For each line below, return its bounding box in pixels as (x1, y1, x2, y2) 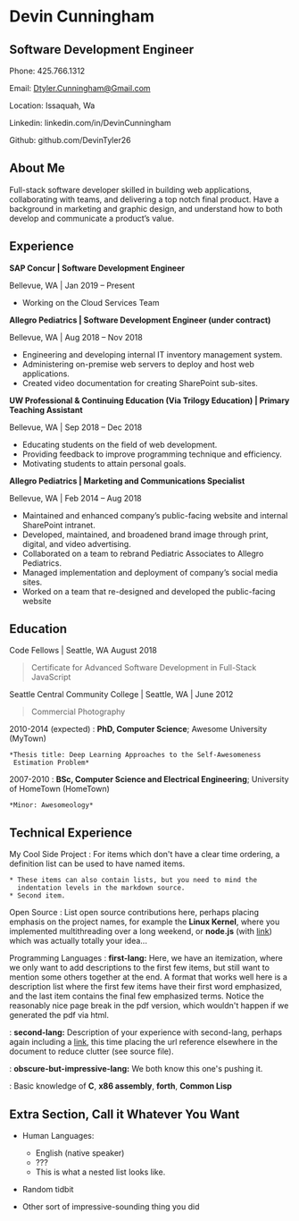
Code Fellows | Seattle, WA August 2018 (9, 645, 158, 656)
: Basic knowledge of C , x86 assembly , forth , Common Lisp (9, 1081, 232, 1091)
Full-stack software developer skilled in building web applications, (9, 184, 253, 195)
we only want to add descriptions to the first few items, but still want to (9, 963, 270, 973)
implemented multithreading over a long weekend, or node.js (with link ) (9, 926, 272, 937)
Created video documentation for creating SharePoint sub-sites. (21, 377, 259, 388)
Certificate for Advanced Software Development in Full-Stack (30, 662, 257, 673)
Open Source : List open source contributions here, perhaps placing (9, 907, 259, 918)
